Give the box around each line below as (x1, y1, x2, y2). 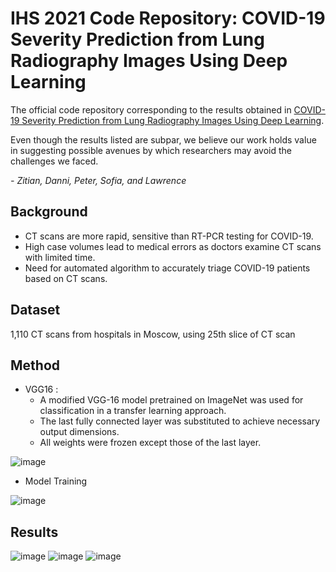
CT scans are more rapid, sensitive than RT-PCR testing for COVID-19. (24, 230, 314, 242)
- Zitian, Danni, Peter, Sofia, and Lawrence (10, 174, 187, 186)
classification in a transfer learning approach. (39, 405, 227, 417)
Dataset (10, 302, 61, 319)
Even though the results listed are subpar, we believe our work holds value (10, 133, 317, 146)
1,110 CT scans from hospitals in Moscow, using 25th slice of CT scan (10, 328, 296, 340)
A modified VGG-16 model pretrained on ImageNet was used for (39, 394, 304, 406)
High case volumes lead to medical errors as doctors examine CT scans (24, 240, 322, 252)
